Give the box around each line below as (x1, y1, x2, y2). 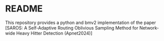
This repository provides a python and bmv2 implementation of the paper (5, 19, 156, 25)
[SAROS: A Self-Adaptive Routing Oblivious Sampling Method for (5, 24, 138, 30)
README (5, 3, 43, 14)
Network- (139, 24, 159, 30)
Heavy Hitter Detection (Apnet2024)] (16, 30, 92, 36)
